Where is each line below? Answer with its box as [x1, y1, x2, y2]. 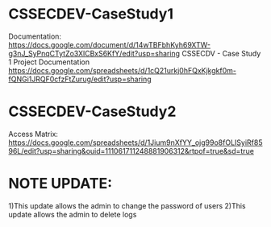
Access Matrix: [8, 129, 59, 138]
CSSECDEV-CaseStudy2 [8, 102, 177, 121]
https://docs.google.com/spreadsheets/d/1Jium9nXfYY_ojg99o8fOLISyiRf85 [8, 138, 263, 147]
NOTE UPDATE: [8, 175, 113, 193]
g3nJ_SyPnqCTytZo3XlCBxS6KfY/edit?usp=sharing [8, 48, 180, 58]
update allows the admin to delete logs [8, 209, 137, 219]
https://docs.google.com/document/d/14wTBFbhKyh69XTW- [8, 39, 211, 49]
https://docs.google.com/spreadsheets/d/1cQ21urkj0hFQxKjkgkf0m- [8, 65, 236, 75]
